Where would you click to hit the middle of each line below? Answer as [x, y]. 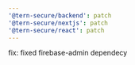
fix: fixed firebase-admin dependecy [68, 53]
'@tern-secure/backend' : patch [60, 15]
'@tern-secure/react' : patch [56, 30]
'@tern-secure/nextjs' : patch [58, 23]
